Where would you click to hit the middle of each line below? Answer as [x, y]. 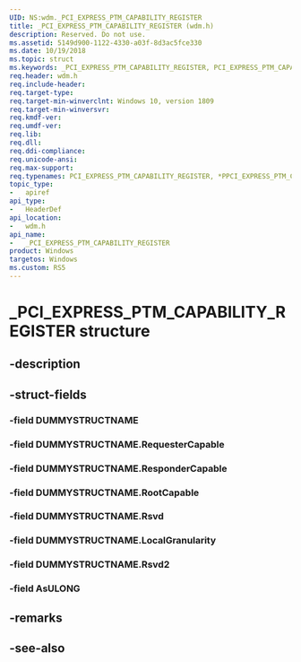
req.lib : [26, 135]
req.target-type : [42, 92]
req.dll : [26, 143]
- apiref [30, 193]
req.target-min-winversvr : [60, 109]
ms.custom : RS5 [38, 268]
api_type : [28, 201]
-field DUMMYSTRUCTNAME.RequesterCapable [117, 444]
